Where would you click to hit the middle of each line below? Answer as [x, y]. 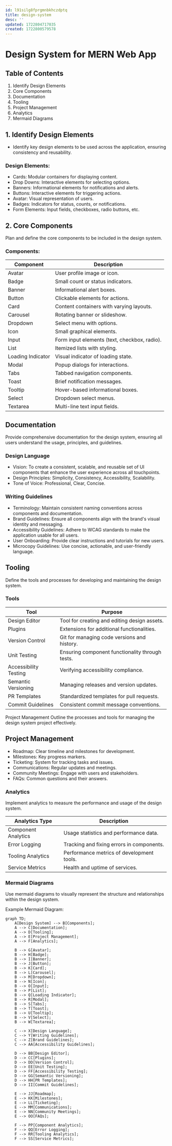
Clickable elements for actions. [92, 298]
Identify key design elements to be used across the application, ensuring [89, 147]
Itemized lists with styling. [86, 348]
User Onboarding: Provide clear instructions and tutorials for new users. [89, 540]
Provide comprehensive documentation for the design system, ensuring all [84, 437]
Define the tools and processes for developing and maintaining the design [83, 580]
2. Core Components [39, 225]
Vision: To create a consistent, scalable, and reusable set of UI [79, 467]
